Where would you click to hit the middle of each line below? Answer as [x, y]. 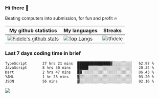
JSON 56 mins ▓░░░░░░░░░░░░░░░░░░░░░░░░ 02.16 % [79, 82]
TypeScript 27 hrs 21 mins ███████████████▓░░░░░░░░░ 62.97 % [79, 63]
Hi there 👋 [17, 8]
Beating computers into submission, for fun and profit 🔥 [61, 18]
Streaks [113, 31]
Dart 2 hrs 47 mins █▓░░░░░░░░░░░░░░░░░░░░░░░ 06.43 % [79, 72]
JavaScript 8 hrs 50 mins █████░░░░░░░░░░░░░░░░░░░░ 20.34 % [79, 68]
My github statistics [33, 31]
